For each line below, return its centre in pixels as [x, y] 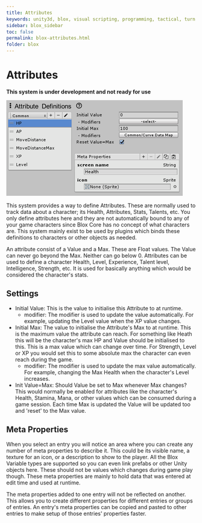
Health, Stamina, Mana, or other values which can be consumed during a [106, 398]
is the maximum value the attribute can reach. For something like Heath [103, 334]
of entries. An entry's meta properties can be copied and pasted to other [96, 507]
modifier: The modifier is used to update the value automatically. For [109, 315]
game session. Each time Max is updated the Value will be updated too [103, 404]
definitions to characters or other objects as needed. [71, 237]
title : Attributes [29, 13]
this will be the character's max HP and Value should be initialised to [100, 340]
